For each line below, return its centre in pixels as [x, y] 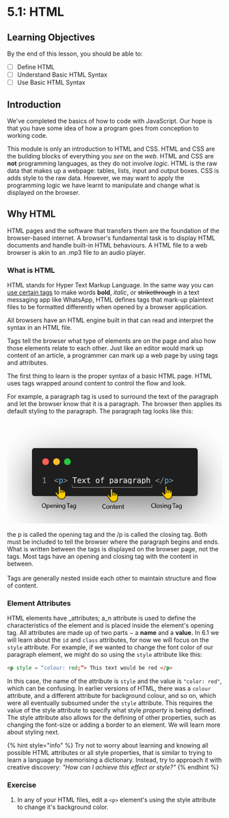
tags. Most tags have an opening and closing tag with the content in [103, 556]
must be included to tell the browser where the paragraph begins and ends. [113, 542]
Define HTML [36, 67]
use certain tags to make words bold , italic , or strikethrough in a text [103, 293]
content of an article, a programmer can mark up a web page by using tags [113, 356]
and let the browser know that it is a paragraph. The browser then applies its [114, 404]
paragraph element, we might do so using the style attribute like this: [105, 655]
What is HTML [31, 270]
